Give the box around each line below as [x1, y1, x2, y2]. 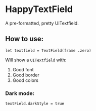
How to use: [5, 35, 44, 43]
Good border [12, 72, 39, 78]
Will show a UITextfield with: [5, 57, 67, 63]
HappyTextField [5, 4, 73, 15]
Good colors [12, 77, 39, 83]
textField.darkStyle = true [5, 101, 65, 106]
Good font [12, 66, 34, 72]
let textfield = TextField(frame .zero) [5, 48, 92, 53]
